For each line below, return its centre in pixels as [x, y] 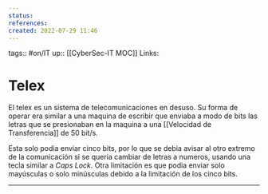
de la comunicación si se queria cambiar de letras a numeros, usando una [130, 157]
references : [28, 23]
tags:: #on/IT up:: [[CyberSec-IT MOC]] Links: [84, 53]
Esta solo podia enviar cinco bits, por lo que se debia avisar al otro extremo [132, 148]
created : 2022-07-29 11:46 [53, 30]
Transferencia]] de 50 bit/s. [53, 133]
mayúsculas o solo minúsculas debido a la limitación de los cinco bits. [123, 174]
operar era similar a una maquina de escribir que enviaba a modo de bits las [133, 116]
